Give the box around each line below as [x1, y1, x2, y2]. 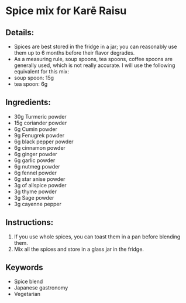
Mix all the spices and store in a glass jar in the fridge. [13, 245, 144, 253]
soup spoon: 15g [13, 75, 54, 81]
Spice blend [13, 278, 43, 285]
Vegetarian [13, 291, 41, 298]
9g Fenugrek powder [13, 132, 65, 139]
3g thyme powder [13, 188, 57, 195]
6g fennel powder [13, 169, 57, 176]
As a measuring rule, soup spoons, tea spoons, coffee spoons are [13, 56, 173, 62]
